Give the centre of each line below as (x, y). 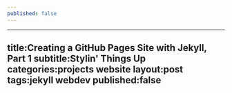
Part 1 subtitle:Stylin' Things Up (77, 59)
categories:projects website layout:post (95, 70)
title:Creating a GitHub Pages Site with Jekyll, (107, 48)
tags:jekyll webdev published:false (84, 80)
